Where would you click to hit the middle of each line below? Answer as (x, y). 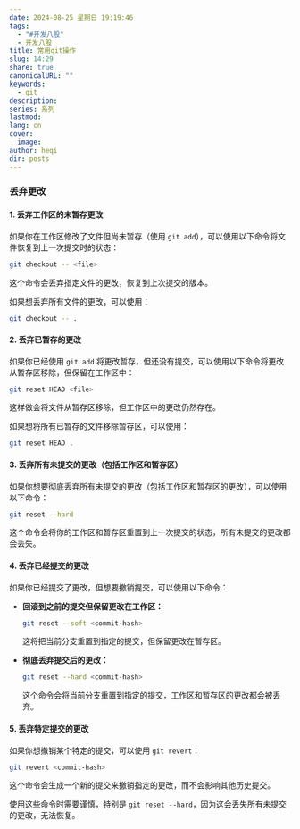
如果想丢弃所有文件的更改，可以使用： (79, 301)
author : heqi (33, 150)
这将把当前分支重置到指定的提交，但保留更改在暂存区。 (124, 641)
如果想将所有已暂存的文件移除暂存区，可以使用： (99, 426)
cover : (21, 134)
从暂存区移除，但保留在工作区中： (72, 373)
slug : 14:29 (31, 59)
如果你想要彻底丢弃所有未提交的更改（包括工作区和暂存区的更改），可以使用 (148, 486)
